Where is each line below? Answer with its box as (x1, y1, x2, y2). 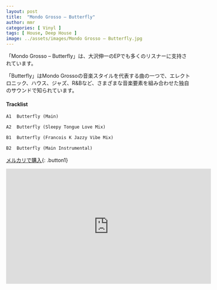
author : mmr (6, 19, 35, 25)
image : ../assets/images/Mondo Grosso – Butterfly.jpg (6, 36, 143, 42)
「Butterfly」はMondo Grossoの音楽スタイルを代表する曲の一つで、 (6, 72, 170, 79)
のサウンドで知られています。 (6, 87, 78, 94)
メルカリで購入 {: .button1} (6, 156, 68, 164)
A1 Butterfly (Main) (6, 113, 59, 120)
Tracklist (6, 101, 28, 108)
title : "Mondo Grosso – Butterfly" (6, 14, 95, 20)
